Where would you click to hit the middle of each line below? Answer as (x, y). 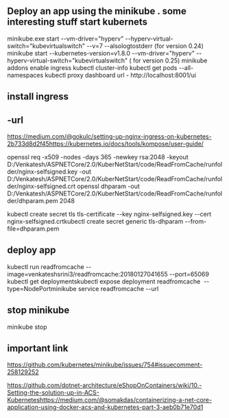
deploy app (32, 250)
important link (38, 348)
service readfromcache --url (118, 288)
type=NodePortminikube (42, 288)
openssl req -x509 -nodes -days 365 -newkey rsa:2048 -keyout (98, 157)
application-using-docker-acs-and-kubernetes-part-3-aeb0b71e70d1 (105, 407)
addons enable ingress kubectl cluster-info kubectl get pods (92, 67)
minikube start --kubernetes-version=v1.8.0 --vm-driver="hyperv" (101, 53)
